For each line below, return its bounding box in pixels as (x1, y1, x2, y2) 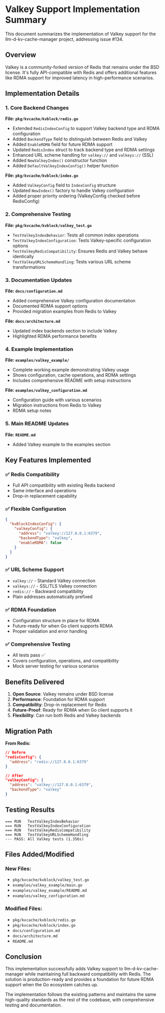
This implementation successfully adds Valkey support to (5, 966, 123, 972)
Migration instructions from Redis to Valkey (12, 402, 102, 408)
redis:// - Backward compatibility (12, 588, 84, 594)
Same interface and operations (12, 488, 77, 494)
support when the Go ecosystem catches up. (5, 982, 99, 988)
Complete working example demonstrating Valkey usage (12, 367, 129, 373)
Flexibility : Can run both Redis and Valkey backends (12, 712, 121, 719)
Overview (5, 51, 37, 59)
